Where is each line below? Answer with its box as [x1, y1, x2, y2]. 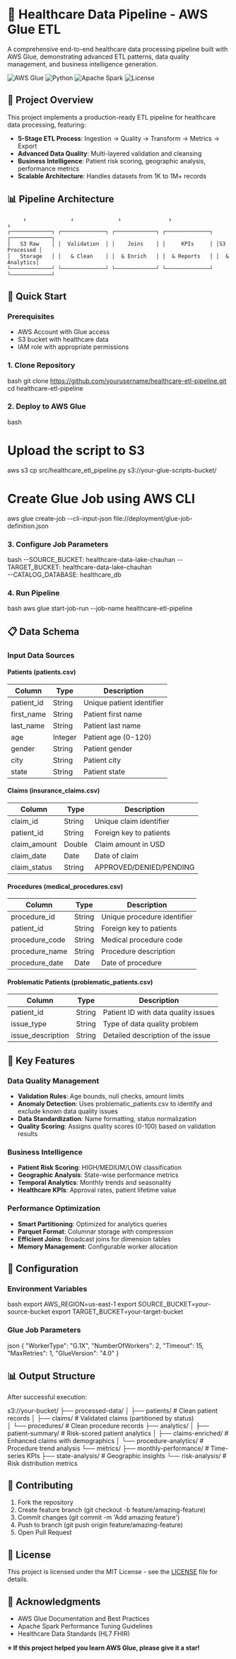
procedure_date [11, 958, 64, 968]
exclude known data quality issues [17, 1107, 119, 1115]
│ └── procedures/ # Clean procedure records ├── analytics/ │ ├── [7, 1421, 210, 1430]
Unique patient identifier [83, 697, 164, 707]
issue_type [11, 1019, 47, 1029]
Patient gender [83, 743, 133, 753]
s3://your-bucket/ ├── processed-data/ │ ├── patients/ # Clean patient [7, 1406, 218, 1415]
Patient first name [83, 709, 143, 719]
